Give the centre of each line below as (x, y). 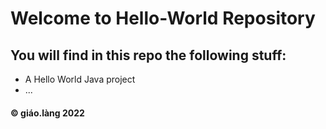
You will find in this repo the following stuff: (148, 55)
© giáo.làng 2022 (47, 113)
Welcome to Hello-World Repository (163, 18)
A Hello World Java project (80, 79)
